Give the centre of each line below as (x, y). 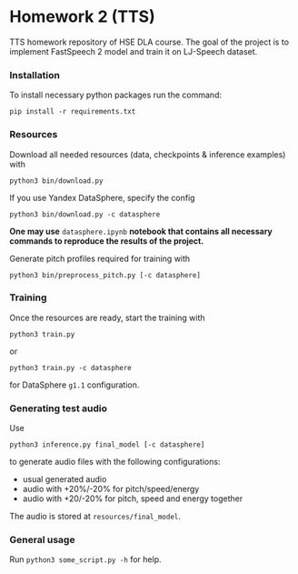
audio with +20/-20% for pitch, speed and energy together (133, 498)
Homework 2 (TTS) (83, 17)
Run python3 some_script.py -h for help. (85, 559)
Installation (35, 75)
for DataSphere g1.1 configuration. (74, 385)
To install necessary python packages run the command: (116, 95)
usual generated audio (65, 479)
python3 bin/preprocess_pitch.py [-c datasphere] (105, 275)
